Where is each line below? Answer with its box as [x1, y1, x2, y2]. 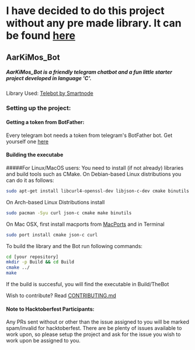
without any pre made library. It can [6, 16, 182, 30]
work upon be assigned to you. [6, 337, 81, 344]
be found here [6, 29, 76, 42]
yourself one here [6, 138, 49, 145]
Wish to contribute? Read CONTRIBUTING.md [6, 292, 117, 299]
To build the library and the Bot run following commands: [6, 242, 143, 249]
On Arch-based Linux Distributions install [6, 198, 105, 205]
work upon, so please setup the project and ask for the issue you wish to [6, 331, 181, 338]
